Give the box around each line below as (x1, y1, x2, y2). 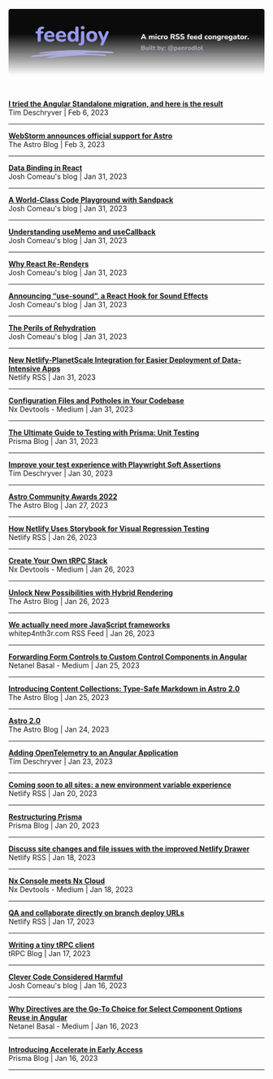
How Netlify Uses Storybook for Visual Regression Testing (8, 524, 210, 533)
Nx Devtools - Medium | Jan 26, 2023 (8, 564, 135, 574)
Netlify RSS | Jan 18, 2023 (8, 853, 96, 863)
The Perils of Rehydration (8, 323, 96, 333)
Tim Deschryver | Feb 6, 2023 (8, 107, 109, 118)
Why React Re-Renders (8, 259, 89, 269)
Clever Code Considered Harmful (8, 972, 123, 982)
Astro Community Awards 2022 (8, 492, 118, 502)
